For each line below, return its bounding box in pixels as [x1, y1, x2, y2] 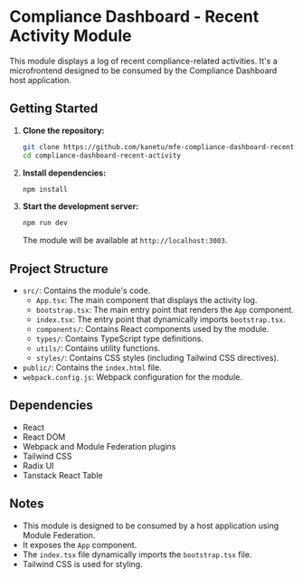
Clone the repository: [22, 125, 105, 136]
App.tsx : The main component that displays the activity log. [35, 295, 258, 306]
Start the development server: [22, 201, 139, 212]
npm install [22, 185, 68, 194]
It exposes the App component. [22, 539, 137, 550]
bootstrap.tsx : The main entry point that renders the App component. [35, 305, 294, 316]
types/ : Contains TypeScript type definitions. [35, 333, 204, 345]
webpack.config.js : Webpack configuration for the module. [22, 372, 242, 383]
